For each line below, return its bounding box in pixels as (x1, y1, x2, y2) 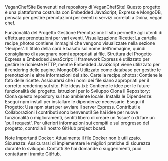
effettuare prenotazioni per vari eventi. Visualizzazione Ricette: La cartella (5, 35, 157, 41)
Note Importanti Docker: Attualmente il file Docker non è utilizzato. (5, 135, 141, 141)
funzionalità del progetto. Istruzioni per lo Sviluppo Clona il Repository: (5, 88, 151, 94)
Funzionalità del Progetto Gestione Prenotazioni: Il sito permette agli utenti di (5, 30, 163, 35)
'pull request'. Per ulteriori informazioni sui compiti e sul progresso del (5, 120, 149, 126)
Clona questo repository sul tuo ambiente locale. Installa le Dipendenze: (5, 93, 153, 99)
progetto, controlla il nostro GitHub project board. (5, 125, 107, 131)
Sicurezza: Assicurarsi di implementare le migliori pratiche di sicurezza (5, 140, 151, 146)
